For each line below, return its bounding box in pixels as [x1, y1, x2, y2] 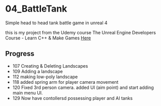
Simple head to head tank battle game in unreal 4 [5, 20, 108, 26]
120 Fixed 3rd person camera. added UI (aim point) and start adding [12, 84, 154, 90]
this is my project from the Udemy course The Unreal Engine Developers [5, 29, 156, 35]
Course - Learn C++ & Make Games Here [5, 35, 91, 41]
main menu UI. [12, 89, 43, 96]
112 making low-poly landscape [12, 74, 78, 80]
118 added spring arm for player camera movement [12, 79, 119, 85]
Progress [5, 49, 34, 58]
